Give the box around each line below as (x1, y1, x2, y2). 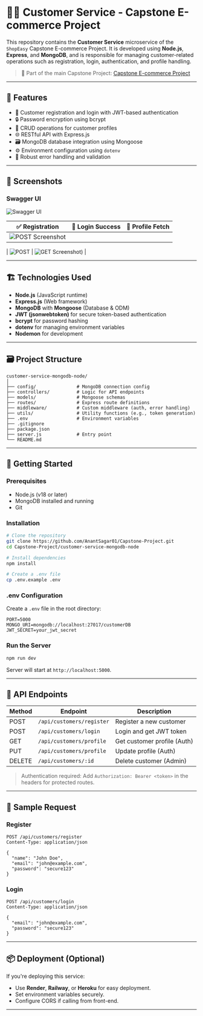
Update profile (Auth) (115, 747, 176, 755)
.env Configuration (6, 591, 63, 600)
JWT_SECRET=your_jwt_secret (6, 627, 77, 634)
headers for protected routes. (21, 779, 95, 786)
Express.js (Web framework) (14, 298, 88, 305)
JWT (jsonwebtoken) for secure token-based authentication (14, 311, 167, 318)
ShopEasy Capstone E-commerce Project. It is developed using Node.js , (6, 45, 184, 52)
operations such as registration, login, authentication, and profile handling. (6, 58, 192, 65)
